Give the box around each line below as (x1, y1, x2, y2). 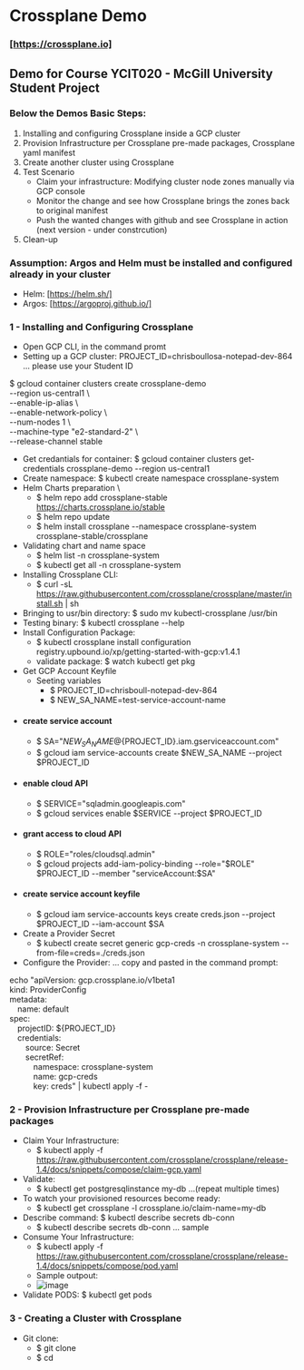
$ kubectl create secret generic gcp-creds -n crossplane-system (35, 938, 279, 948)
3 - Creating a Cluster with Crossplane (9, 1312, 182, 1325)
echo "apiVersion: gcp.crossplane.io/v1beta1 (9, 974, 175, 985)
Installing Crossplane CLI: (22, 569, 119, 581)
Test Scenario (22, 166, 75, 177)
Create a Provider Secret (22, 928, 115, 939)
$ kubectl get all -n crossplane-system (35, 560, 181, 571)
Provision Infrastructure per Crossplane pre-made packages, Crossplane (22, 137, 295, 148)
